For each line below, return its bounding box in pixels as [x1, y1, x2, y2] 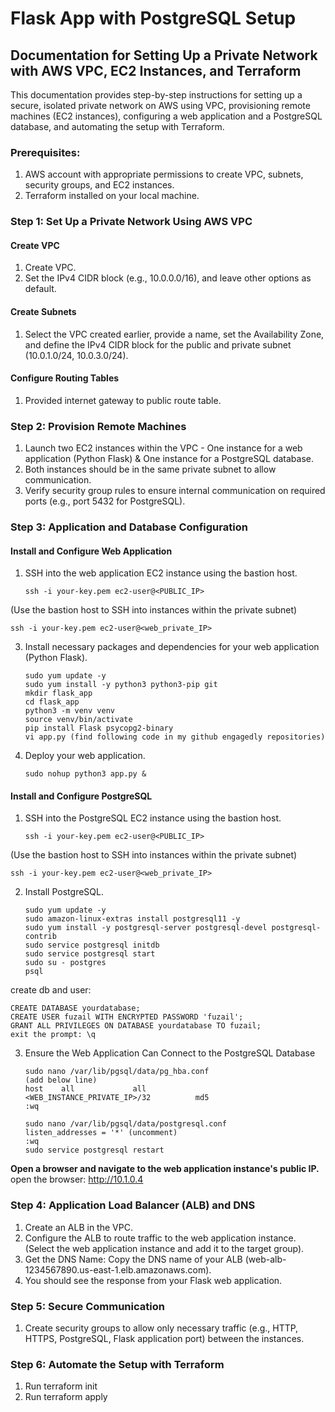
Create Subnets [10, 306, 77, 318]
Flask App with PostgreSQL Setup [10, 7, 297, 30]
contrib [24, 932, 57, 942]
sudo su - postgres [24, 958, 107, 968]
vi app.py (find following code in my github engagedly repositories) [24, 732, 326, 742]
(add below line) [24, 1075, 98, 1086]
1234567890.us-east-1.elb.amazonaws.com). [24, 1263, 212, 1276]
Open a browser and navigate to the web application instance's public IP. [10, 1163, 320, 1175]
